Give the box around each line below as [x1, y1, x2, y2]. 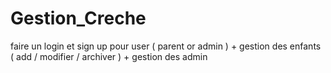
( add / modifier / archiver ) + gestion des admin [10, 50, 208, 62]
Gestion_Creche [10, 7, 147, 30]
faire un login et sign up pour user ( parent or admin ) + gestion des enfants [10, 40, 322, 52]
